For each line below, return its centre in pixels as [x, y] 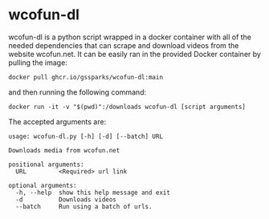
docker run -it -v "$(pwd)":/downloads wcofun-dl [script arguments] [127, 107]
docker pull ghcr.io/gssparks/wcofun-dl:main [86, 77]
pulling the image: [38, 63]
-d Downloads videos [66, 199]
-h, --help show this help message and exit [93, 193]
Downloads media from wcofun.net [64, 150]
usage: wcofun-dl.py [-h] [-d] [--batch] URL [86, 136]
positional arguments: [46, 164]
